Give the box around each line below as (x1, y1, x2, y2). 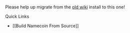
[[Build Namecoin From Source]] (12, 23, 79, 29)
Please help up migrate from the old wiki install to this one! (5, 4, 126, 10)
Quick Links (5, 14, 29, 19)
